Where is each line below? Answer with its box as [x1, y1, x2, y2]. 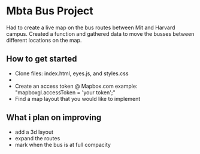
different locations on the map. [6, 36, 82, 44]
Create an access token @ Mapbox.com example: [14, 82, 138, 90]
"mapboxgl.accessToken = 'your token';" [14, 88, 116, 96]
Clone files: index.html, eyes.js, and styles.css [14, 70, 129, 77]
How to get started [6, 54, 77, 64]
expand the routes [14, 134, 60, 141]
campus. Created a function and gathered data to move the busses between [6, 30, 195, 37]
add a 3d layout [14, 128, 54, 135]
